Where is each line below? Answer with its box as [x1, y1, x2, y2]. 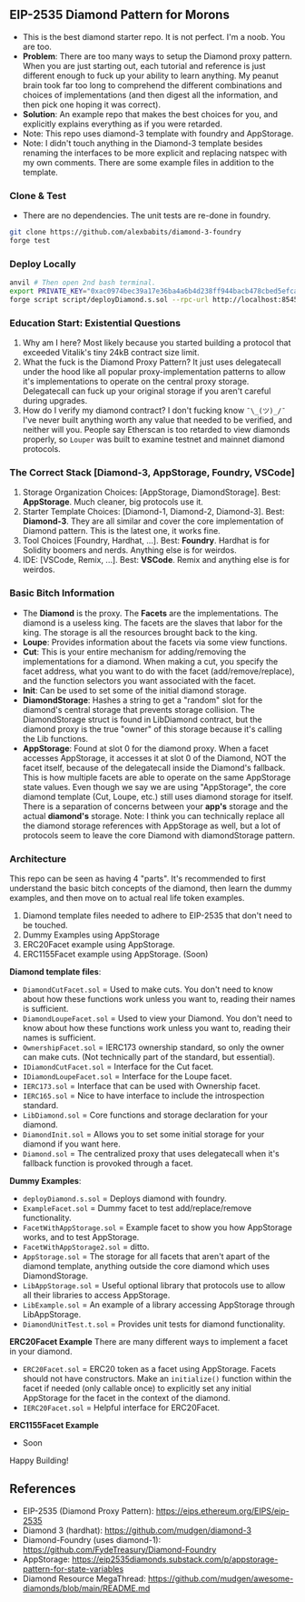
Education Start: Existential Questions [9, 316, 182, 329]
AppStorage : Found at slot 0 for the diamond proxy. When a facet [22, 743, 270, 754]
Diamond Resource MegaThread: [22, 1573, 147, 1584]
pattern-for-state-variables [22, 1563, 124, 1574]
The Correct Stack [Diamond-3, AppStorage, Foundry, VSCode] [9, 466, 295, 478]
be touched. [22, 919, 68, 930]
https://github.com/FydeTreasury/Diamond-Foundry [22, 1544, 217, 1555]
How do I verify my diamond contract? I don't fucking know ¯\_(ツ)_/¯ [22, 405, 286, 416]
